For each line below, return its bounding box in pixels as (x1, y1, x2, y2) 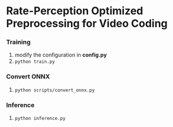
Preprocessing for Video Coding (6, 17, 168, 30)
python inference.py (14, 116, 66, 122)
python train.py (14, 59, 55, 65)
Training (6, 38, 31, 46)
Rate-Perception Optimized (6, 4, 143, 18)
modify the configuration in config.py (14, 52, 107, 59)
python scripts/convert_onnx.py (14, 87, 95, 93)
